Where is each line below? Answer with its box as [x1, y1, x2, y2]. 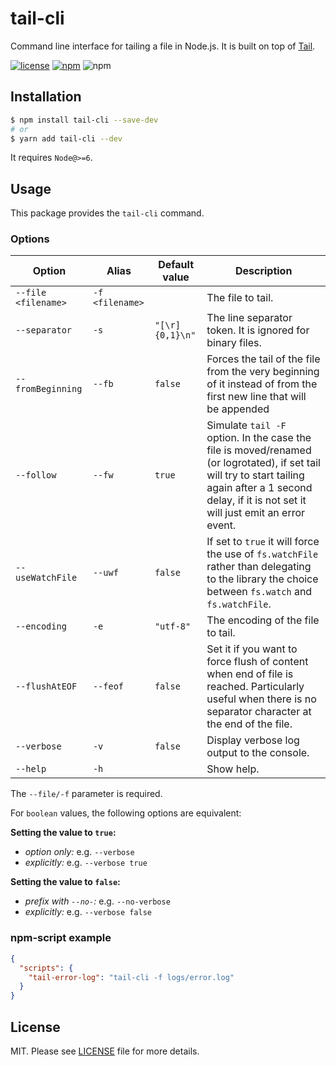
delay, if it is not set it [206, 493, 307, 507]
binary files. [206, 336, 262, 350]
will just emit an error [206, 506, 306, 520]
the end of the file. [206, 717, 293, 731]
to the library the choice [206, 572, 319, 586]
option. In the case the [206, 431, 312, 445]
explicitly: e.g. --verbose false [24, 906, 153, 918]
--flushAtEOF [15, 681, 78, 692]
